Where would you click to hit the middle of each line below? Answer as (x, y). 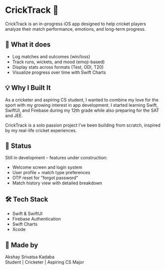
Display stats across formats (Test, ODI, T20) (58, 67)
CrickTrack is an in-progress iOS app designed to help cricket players (76, 24)
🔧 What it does (28, 45)
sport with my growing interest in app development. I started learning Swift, (82, 105)
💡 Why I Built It (28, 88)
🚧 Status (18, 146)
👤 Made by (22, 245)
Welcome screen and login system (47, 167)
